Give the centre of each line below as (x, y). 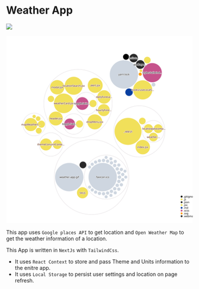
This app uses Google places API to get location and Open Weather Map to (95, 232)
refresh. (24, 280)
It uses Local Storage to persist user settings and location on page (96, 274)
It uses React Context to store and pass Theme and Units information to (102, 261)
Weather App (39, 10)
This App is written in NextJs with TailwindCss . (63, 250)
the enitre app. (33, 268)
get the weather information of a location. (57, 239)
